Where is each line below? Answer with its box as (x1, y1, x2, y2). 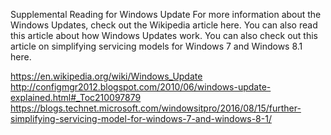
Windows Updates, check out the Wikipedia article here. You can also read (10, 19, 318, 31)
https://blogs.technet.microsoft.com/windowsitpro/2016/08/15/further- (10, 102, 302, 114)
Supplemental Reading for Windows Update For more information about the (10, 9, 322, 20)
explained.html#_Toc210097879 (10, 92, 142, 103)
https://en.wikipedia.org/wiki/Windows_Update (10, 70, 203, 82)
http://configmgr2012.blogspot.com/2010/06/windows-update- (10, 81, 272, 93)
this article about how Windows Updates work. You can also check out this (10, 30, 318, 41)
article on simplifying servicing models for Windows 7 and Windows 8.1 (10, 40, 303, 52)
